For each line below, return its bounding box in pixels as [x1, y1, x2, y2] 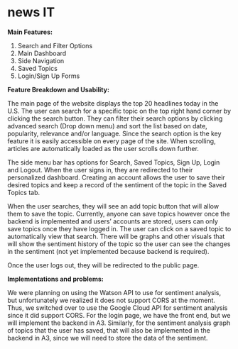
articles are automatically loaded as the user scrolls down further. [7, 144, 199, 153]
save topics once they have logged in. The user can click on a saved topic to [7, 224, 232, 233]
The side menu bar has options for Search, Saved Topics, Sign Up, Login [7, 157, 220, 167]
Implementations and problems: [7, 275, 104, 283]
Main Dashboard [17, 49, 67, 57]
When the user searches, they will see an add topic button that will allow [7, 201, 219, 210]
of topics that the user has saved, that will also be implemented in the [7, 326, 211, 334]
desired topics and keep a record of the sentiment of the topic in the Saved [7, 180, 227, 189]
